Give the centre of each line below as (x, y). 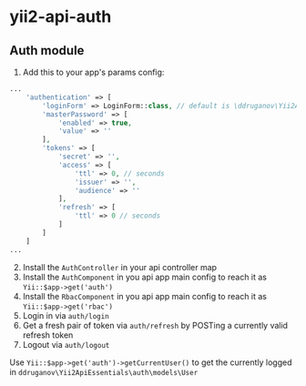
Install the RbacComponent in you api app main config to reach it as (144, 296)
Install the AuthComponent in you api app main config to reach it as (144, 277)
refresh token (48, 335)
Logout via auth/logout (66, 344)
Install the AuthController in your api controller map (119, 267)
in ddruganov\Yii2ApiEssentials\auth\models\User (104, 371)
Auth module (47, 51)
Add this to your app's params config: (93, 72)
